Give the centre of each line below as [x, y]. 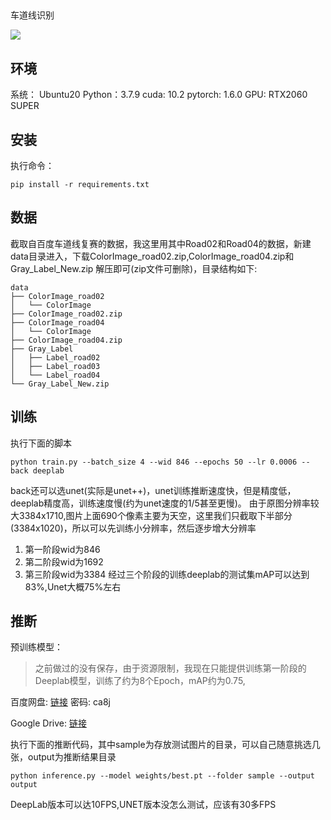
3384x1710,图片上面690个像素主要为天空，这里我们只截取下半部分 [155, 515]
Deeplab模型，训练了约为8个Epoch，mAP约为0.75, [140, 681]
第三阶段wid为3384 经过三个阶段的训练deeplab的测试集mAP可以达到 [167, 574]
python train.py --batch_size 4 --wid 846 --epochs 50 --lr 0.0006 [154, 462]
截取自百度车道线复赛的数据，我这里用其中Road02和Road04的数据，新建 [161, 243]
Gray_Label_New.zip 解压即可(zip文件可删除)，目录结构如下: [134, 268]
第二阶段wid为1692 [64, 561]
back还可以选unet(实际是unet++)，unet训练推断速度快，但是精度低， [153, 490]
